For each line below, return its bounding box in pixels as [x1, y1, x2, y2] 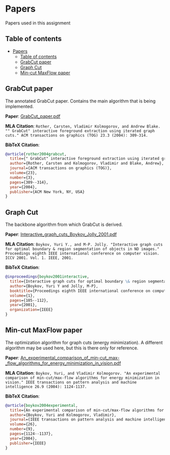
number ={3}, [10, 175, 35, 180]
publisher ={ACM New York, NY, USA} [10, 189, 85, 194]
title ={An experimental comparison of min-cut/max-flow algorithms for [10, 407, 164, 413]
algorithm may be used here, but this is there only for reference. [5, 345, 139, 351]
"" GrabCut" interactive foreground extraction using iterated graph [5, 128, 155, 134]
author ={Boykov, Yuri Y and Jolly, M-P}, [10, 283, 99, 288]
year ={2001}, [10, 303, 37, 308]
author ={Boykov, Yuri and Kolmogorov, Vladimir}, [10, 412, 116, 417]
